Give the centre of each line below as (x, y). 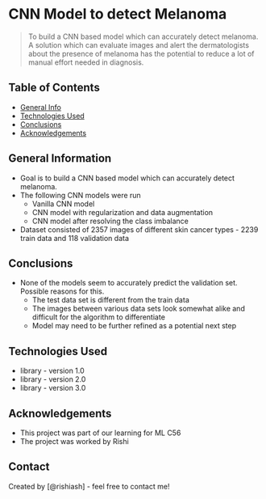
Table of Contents (54, 88)
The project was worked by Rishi (74, 441)
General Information (60, 159)
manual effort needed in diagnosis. (86, 62)
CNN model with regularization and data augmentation (123, 212)
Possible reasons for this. (62, 291)
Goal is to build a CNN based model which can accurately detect (127, 178)
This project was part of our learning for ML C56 (100, 433)
